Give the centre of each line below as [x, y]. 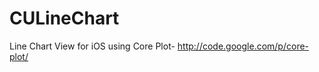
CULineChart [64, 18]
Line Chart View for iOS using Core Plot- [92, 46]
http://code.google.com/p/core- [243, 46]
